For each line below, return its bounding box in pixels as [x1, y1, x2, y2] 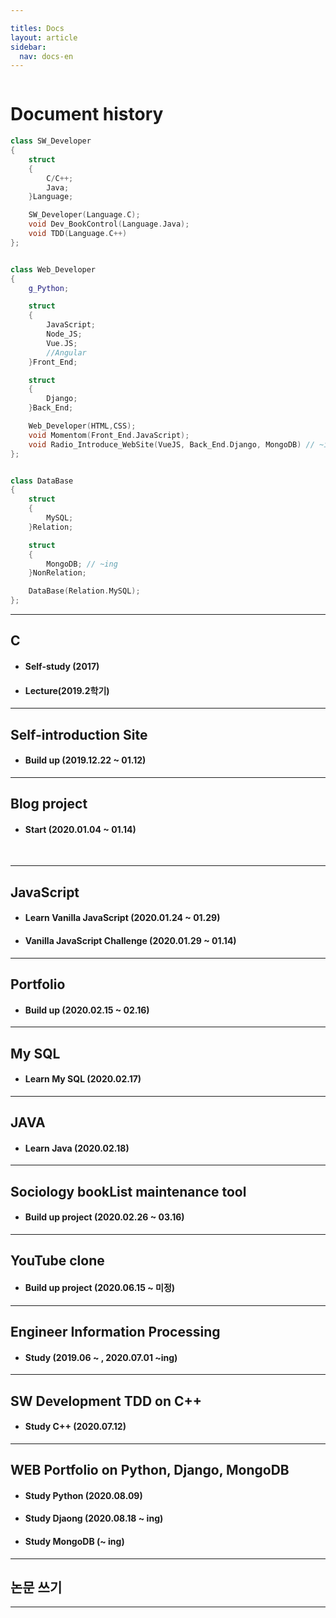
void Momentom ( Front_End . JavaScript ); [28, 430, 190, 440]
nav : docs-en [19, 51, 74, 61]
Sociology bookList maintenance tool [10, 1183, 247, 1200]
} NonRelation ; [28, 568, 87, 578]
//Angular [46, 347, 87, 358]
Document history [10, 103, 164, 126]
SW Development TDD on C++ [10, 1392, 203, 1410]
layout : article [10, 32, 78, 43]
